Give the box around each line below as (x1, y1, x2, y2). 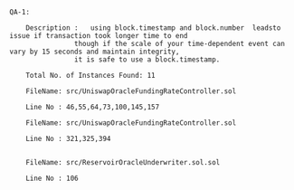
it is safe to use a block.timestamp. (73, 55, 221, 64)
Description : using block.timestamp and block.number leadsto (25, 24, 281, 33)
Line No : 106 (25, 174, 79, 183)
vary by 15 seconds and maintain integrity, (9, 47, 180, 56)
